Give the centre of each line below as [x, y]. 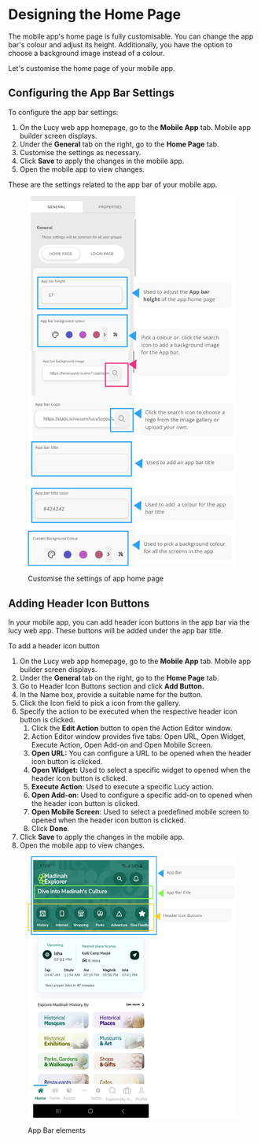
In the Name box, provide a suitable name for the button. [111, 695]
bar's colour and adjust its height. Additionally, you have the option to [121, 44]
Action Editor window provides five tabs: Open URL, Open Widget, [138, 737]
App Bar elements [57, 1130]
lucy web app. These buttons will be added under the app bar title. [116, 631]
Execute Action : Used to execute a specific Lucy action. [122, 787]
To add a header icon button [54, 646]
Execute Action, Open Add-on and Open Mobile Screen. [122, 745]
